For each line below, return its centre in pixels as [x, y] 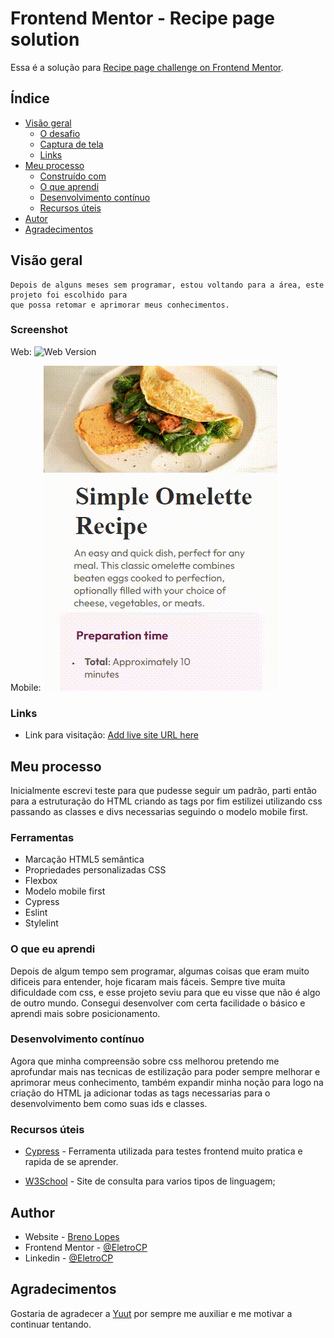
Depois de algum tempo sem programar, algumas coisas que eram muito [160, 971]
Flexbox [41, 881]
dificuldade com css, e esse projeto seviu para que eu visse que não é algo [165, 992]
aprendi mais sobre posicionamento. [85, 1013]
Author [32, 1212]
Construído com [73, 176]
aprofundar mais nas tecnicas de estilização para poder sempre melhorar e [165, 1071]
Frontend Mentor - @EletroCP [86, 1247]
